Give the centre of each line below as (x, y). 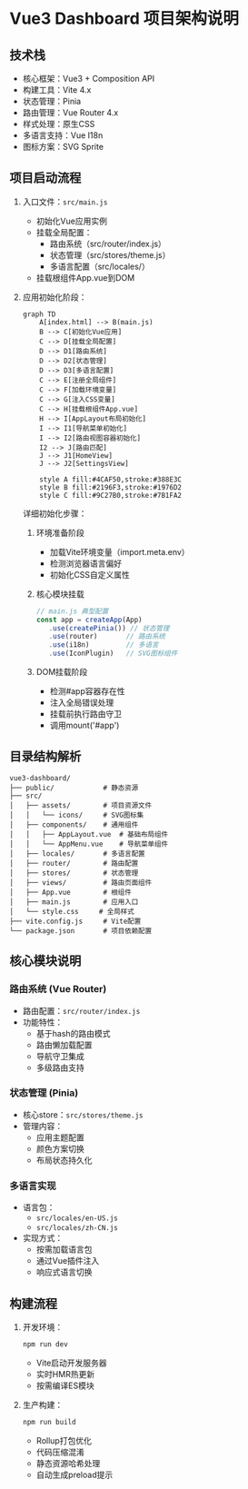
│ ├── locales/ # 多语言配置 (77, 854)
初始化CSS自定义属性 (89, 574)
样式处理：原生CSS (59, 124)
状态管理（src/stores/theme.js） (110, 254)
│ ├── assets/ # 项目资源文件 (81, 805)
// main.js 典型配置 (72, 611)
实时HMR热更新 (65, 1374)
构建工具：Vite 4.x (57, 90)
